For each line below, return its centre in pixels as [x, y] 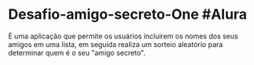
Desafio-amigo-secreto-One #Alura [128, 14]
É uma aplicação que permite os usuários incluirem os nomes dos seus [123, 36]
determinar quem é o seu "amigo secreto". [77, 52]
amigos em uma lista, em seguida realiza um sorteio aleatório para [116, 44]
